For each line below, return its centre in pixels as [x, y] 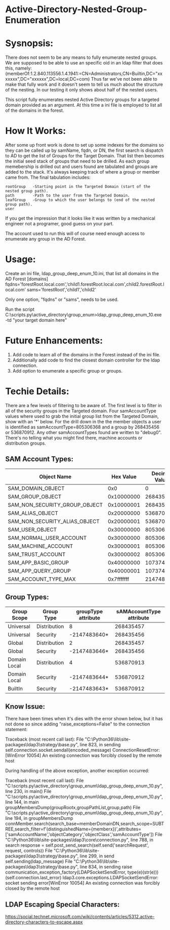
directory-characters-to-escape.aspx [44, 922]
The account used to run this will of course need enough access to [75, 234]
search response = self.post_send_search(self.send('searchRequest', [77, 845]
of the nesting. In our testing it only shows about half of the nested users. [82, 90]
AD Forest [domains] [27, 279]
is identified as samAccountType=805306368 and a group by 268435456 [82, 427]
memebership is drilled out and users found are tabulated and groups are [81, 167]
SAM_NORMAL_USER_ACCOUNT [47, 538]
